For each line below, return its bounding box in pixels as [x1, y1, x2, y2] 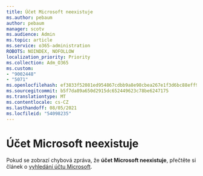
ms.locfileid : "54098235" [6, 110, 71, 117]
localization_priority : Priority [6, 54, 91, 60]
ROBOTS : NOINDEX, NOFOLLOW [6, 49, 74, 55]
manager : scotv [6, 25, 45, 32]
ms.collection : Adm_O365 [6, 59, 69, 66]
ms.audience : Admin [6, 32, 56, 38]
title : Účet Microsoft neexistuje [6, 8, 94, 15]
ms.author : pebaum [6, 15, 53, 21]
